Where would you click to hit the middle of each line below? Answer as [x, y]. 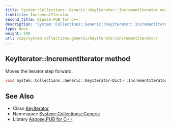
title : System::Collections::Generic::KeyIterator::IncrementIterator [82, 10]
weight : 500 [18, 34]
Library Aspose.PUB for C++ [42, 119]
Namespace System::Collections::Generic [56, 114]
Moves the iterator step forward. [39, 71]
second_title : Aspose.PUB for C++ [42, 19]
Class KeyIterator [31, 108]
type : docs [17, 29]
